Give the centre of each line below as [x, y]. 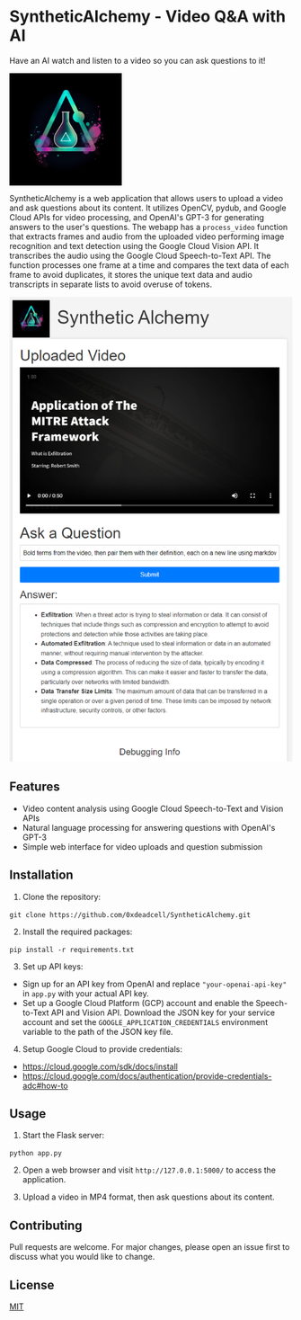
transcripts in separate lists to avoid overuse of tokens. [111, 284]
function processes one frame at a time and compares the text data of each [149, 265]
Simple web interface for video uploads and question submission [142, 846]
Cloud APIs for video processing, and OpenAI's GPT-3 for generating [137, 217]
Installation [41, 875]
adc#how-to [45, 1085]
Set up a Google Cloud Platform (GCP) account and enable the [138, 1003]
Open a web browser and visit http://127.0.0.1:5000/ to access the [149, 1170]
